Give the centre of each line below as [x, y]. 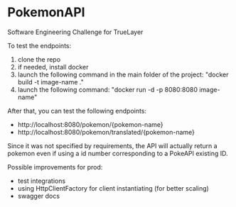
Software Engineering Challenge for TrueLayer [75, 32]
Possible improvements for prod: [55, 167]
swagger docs [39, 196]
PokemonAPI [46, 12]
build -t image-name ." [50, 82]
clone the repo [39, 59]
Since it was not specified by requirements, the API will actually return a [113, 145]
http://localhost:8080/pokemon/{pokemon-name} [90, 124]
